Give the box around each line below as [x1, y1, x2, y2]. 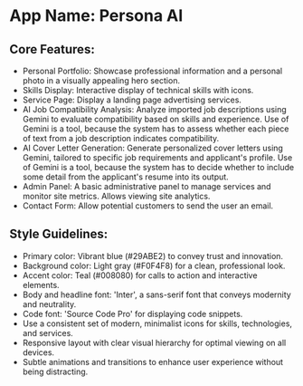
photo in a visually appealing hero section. [22, 75, 181, 86]
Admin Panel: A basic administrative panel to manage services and [22, 181, 271, 191]
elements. [22, 279, 61, 290]
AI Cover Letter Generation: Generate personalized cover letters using [22, 142, 283, 153]
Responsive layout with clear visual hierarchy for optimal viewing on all [22, 337, 287, 348]
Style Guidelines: [9, 227, 109, 242]
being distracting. [22, 366, 89, 377]
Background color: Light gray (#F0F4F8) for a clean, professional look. [22, 260, 286, 271]
